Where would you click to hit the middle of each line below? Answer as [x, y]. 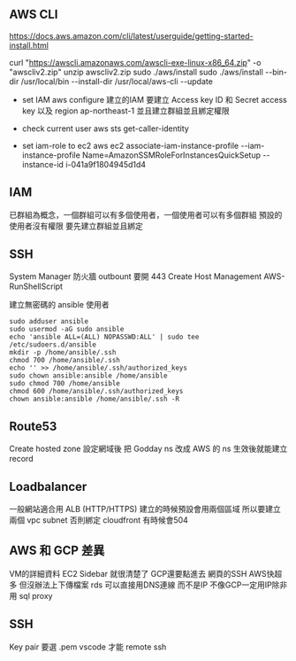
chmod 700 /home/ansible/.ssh [65, 361]
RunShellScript [36, 286]
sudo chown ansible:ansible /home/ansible [88, 376]
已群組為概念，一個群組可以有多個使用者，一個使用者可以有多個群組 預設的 [146, 214]
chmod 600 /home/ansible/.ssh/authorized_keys [96, 392]
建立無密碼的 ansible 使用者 [59, 305]
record [21, 459]
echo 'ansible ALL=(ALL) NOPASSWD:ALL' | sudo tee [104, 337]
